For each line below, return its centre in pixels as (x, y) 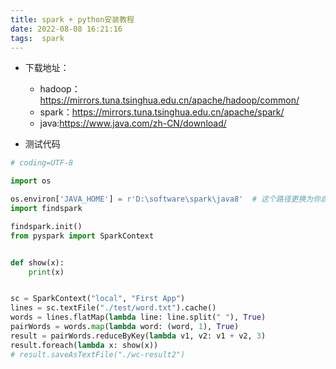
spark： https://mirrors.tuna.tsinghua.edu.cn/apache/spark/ (162, 112)
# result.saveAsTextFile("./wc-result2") (98, 354)
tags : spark (37, 38)
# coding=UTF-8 (42, 163)
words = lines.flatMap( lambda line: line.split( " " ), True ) (138, 317)
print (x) (46, 272)
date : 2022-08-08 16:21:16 (66, 29)
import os (31, 181)
